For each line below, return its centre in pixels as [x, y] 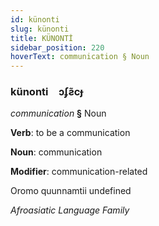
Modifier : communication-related [79, 172]
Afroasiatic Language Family [70, 210]
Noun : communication [56, 152]
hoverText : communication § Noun [80, 57]
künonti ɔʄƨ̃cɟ [46, 92]
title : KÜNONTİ [42, 38]
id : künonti [35, 19]
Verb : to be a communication [70, 133]
